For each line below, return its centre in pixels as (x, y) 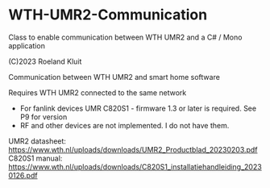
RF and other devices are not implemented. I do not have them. (125, 125)
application (27, 45)
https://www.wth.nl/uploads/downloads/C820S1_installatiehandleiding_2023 (135, 166)
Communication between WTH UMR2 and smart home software (114, 77)
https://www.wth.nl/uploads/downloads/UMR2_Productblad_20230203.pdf (133, 149)
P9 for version (44, 117)
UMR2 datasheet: (37, 141)
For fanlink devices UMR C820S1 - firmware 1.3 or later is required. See (138, 108)
